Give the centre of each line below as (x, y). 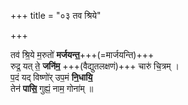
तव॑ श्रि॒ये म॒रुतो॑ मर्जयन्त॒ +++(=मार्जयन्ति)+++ (82, 54)
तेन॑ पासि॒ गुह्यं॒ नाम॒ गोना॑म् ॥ (52, 88)
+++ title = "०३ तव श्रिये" (56, 15)
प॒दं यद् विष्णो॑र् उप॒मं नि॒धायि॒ (51, 77)
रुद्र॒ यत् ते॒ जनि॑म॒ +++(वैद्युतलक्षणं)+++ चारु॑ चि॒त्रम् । (95, 66)
